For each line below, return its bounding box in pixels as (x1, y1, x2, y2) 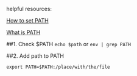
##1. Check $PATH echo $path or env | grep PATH (6, 41, 131, 47)
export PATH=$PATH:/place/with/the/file (6, 64, 111, 70)
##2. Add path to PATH (6, 52, 64, 60)
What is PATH (6, 29, 41, 36)
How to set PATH (6, 17, 49, 24)
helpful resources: (6, 5, 52, 12)
